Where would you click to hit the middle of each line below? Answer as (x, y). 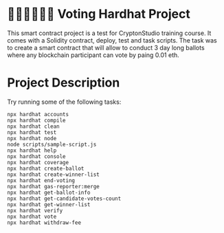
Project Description (64, 83)
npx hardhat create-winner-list (53, 175)
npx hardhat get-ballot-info (49, 192)
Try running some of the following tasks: (64, 102)
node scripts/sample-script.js (52, 144)
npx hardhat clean (33, 126)
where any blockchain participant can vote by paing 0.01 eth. (93, 55)
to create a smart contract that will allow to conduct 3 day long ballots (106, 47)
